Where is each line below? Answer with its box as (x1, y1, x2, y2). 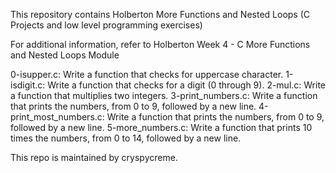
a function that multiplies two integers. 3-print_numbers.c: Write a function (10, 90, 318, 101)
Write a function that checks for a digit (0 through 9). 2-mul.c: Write (47, 79, 327, 91)
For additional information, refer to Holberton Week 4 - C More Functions (10, 39, 311, 50)
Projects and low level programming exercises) (10, 19, 203, 31)
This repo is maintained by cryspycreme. (10, 152, 178, 163)
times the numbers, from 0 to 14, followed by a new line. (10, 132, 242, 144)
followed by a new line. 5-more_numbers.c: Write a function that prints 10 (10, 122, 313, 133)
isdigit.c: (10, 79, 46, 91)
